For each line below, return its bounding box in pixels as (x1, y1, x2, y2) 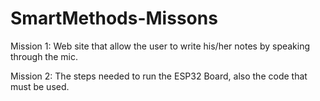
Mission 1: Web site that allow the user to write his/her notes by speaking (10, 40, 311, 52)
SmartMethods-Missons (10, 7, 218, 30)
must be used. (10, 80, 70, 92)
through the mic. (10, 50, 79, 62)
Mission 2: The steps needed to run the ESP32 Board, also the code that (10, 70, 308, 82)
